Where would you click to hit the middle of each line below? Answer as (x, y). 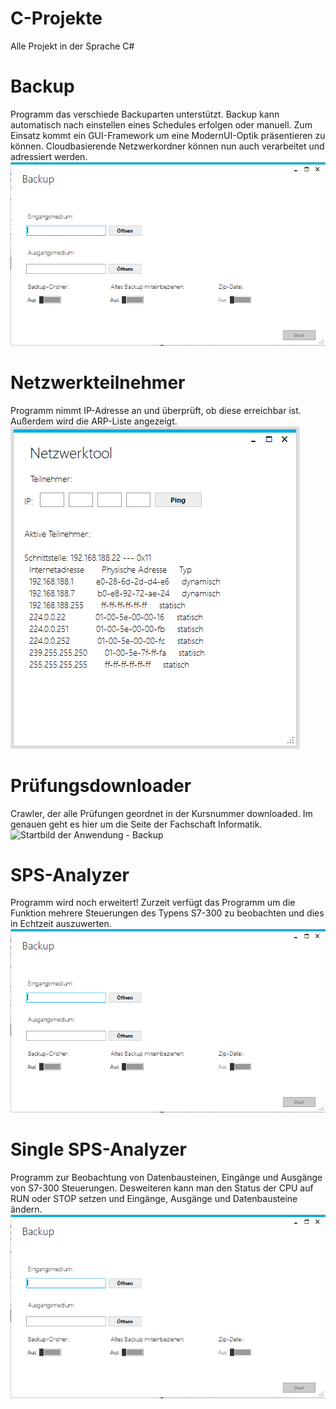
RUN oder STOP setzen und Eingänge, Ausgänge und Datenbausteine (154, 1199)
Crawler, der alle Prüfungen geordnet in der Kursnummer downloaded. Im (161, 813)
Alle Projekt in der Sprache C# (72, 46)
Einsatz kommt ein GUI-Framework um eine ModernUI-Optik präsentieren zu (168, 135)
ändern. (26, 1209)
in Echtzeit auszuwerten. (61, 924)
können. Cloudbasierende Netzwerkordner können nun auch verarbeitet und (167, 146)
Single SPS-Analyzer (98, 1149)
